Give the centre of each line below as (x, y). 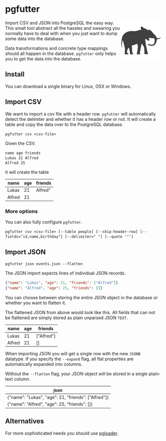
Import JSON (25, 252)
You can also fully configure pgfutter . (44, 222)
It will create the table (27, 172)
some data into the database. (35, 39)
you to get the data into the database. (43, 58)
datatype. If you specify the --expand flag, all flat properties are (69, 359)
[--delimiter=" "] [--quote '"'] (99, 237)
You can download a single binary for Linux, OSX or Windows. (68, 86)
